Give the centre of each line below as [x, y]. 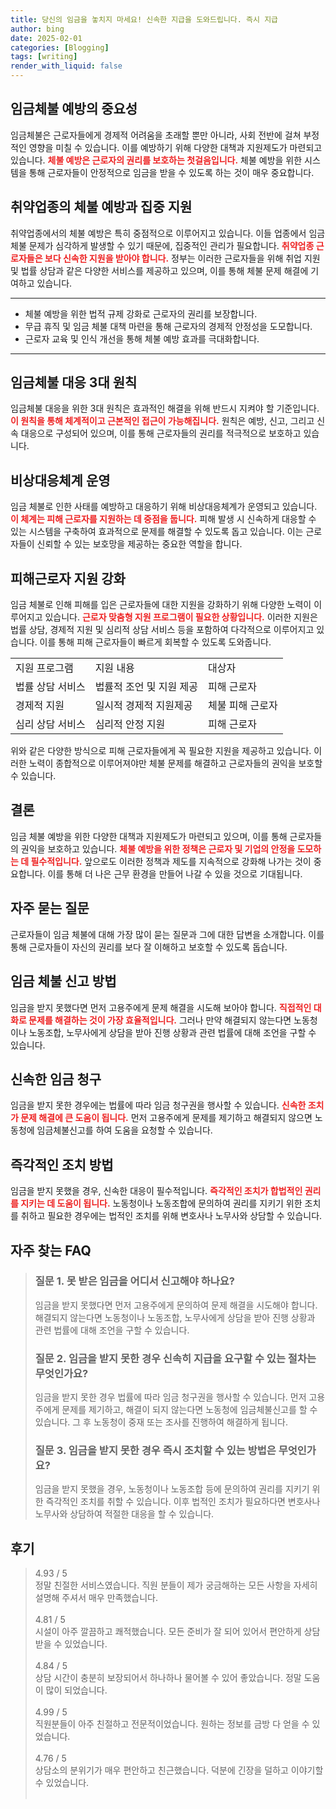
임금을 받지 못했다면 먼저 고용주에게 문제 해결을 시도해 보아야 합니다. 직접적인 [161, 1007]
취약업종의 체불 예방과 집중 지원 [101, 207]
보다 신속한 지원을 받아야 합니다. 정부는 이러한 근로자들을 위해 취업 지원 [182, 258]
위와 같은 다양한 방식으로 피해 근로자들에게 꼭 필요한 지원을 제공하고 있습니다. [161, 751]
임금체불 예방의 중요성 [74, 109]
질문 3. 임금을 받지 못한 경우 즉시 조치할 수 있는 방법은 [155, 1451]
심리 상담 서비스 [50, 724]
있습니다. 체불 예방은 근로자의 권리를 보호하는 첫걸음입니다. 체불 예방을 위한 [156, 160]
